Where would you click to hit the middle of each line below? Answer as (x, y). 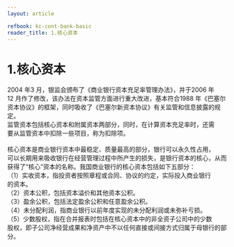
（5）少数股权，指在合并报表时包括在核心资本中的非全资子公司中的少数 (110, 219)
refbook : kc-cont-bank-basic (49, 26)
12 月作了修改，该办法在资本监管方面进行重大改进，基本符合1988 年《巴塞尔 (117, 99)
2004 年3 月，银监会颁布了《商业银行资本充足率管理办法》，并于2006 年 (111, 90)
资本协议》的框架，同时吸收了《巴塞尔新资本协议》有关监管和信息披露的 (111, 107)
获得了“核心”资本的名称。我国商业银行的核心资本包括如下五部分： (102, 167)
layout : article (31, 14)
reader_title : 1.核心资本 (43, 33)
